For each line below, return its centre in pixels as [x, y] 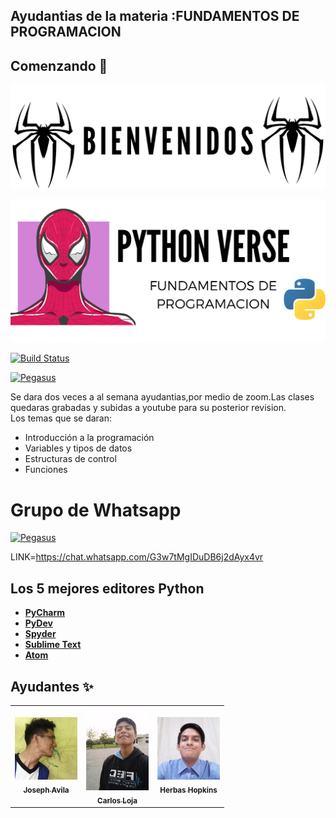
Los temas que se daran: [61, 418]
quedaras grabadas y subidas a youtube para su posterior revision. [148, 408]
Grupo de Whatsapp [96, 510]
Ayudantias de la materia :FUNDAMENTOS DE [155, 16]
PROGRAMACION [66, 32]
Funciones [46, 470]
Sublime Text [53, 645]
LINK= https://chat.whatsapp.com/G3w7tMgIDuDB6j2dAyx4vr [137, 557]
